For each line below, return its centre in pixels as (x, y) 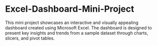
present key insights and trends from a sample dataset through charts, (77, 33)
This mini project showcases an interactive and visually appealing (72, 23)
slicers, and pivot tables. (30, 38)
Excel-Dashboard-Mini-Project (70, 9)
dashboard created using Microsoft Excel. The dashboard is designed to (78, 27)
